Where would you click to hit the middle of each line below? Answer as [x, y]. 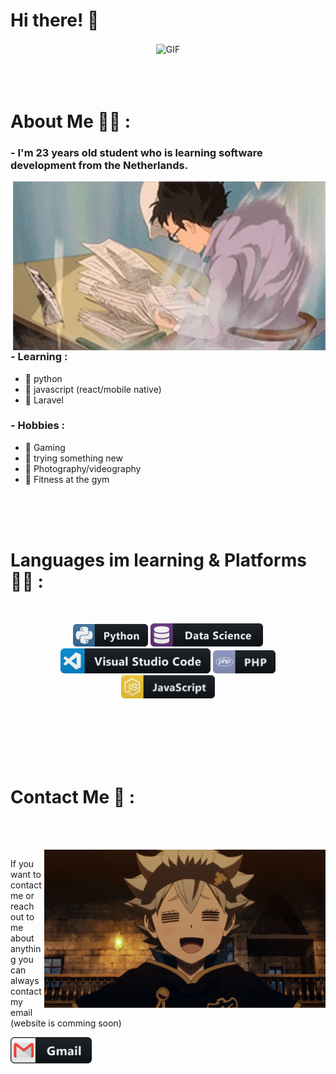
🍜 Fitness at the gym [67, 479]
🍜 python [43, 378]
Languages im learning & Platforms [158, 560]
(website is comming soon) [66, 1023]
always [25, 980]
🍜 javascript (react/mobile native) [93, 389]
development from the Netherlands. [99, 165]
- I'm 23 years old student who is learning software [136, 152]
